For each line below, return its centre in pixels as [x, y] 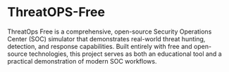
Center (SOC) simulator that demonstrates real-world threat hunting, [106, 38]
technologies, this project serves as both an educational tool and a [125, 54]
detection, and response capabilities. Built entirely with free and [100, 46]
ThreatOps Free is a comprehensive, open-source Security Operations [110, 31]
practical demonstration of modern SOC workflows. [82, 61]
